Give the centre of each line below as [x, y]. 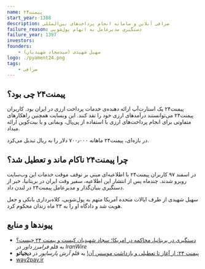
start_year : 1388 [29, 18]
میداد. [14, 128]
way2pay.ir [30, 259]
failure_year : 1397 [32, 35]
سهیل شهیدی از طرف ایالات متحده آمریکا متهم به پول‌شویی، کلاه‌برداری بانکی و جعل [102, 199]
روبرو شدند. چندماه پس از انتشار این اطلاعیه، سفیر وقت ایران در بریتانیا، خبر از [97, 181]
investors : [21, 41]
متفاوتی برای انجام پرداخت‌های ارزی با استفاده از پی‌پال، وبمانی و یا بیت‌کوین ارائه [99, 122]
